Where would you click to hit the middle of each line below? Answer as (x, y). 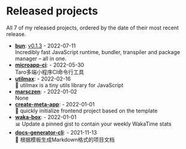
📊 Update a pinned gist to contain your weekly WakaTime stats (93, 124)
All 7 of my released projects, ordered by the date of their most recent (92, 28)
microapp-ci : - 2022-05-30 (49, 65)
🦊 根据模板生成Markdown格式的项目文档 (65, 139)
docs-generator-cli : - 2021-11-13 (56, 132)
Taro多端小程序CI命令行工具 (49, 72)
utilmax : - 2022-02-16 (43, 79)
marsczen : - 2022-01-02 (46, 91)
